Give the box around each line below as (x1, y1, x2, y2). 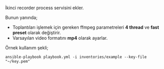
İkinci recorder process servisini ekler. (5, 5, 84, 11)
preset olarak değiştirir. (12, 30, 61, 35)
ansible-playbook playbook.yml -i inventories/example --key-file (5, 54, 147, 59)
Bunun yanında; (5, 15, 38, 20)
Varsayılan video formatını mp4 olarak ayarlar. (12, 35, 108, 41)
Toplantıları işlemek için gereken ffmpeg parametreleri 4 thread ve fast (12, 24, 159, 30)
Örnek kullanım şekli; (5, 45, 49, 50)
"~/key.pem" (5, 59, 30, 64)
